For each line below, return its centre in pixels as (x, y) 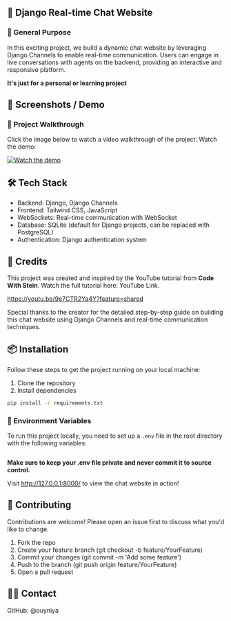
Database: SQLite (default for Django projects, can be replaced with (113, 225)
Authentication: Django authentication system (82, 240)
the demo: (22, 147)
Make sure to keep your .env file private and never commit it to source (109, 462)
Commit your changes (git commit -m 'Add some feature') (99, 557)
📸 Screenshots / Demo (56, 105)
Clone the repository (46, 383)
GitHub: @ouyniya (33, 610)
